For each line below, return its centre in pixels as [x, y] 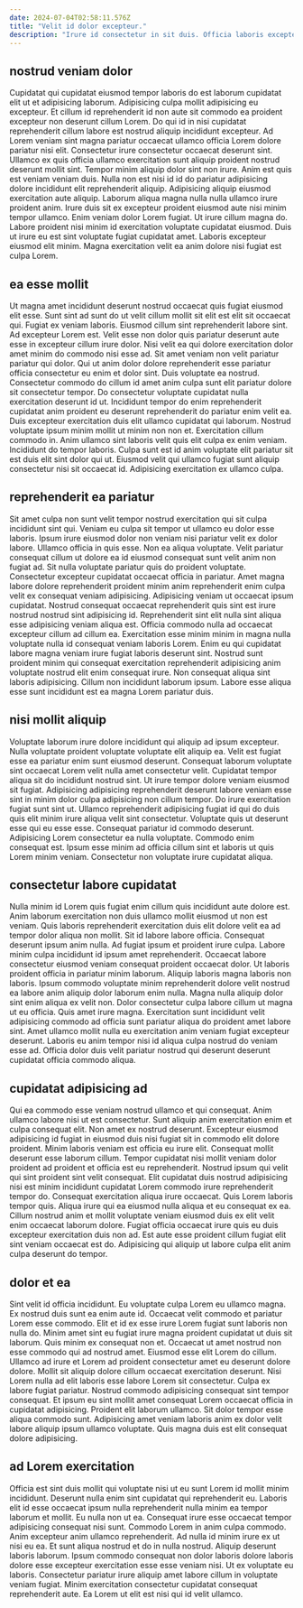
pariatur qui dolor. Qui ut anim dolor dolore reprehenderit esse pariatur [140, 363]
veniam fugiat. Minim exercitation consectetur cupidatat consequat [134, 1584]
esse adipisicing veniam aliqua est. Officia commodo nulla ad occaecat [141, 624]
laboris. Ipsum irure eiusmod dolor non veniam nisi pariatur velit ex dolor [143, 538]
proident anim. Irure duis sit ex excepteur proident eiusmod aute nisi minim [148, 208]
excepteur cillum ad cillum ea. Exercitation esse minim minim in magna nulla [150, 633]
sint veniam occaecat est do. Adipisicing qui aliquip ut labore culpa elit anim [150, 1244]
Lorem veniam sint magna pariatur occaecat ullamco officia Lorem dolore [145, 141]
